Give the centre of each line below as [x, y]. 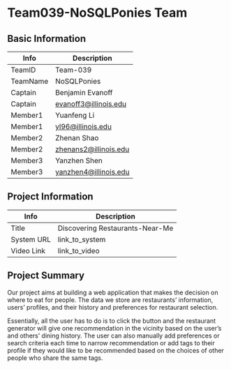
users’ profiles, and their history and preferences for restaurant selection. [113, 307]
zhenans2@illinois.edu [92, 149]
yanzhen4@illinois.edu [92, 172]
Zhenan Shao [77, 138]
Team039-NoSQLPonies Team [97, 13]
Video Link [28, 250]
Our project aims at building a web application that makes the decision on [113, 292]
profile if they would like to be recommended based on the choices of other [116, 350]
